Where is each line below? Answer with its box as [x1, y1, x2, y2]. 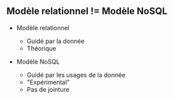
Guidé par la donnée [26, 37, 85, 45]
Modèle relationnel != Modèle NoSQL [6, 5, 168, 17]
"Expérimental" [26, 78, 70, 86]
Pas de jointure [26, 85, 69, 93]
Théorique [26, 44, 56, 52]
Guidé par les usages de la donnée [26, 71, 126, 79]
